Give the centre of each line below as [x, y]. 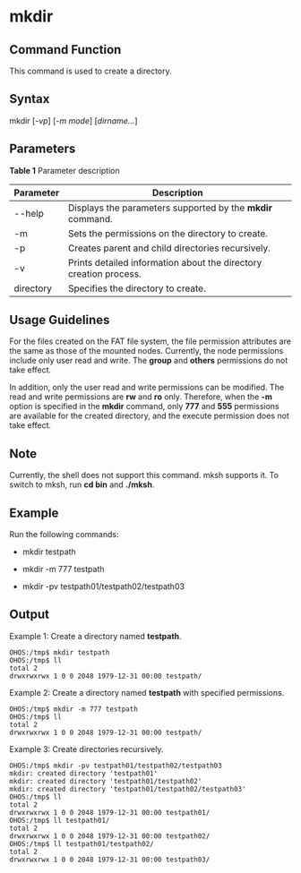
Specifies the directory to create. [137, 288]
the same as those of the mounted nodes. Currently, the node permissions [146, 351]
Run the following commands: [64, 535]
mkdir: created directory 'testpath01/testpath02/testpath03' [128, 789]
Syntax [30, 99]
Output [29, 615]
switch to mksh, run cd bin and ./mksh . [82, 484]
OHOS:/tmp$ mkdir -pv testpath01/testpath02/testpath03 [116, 766]
